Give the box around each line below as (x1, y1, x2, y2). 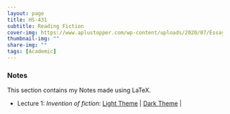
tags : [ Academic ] (7, 48, 57, 55)
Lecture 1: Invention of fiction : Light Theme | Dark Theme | (16, 100, 182, 108)
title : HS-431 (7, 16, 48, 23)
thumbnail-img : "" (7, 35, 60, 42)
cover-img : (7, 29, 38, 36)
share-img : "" (7, 42, 48, 48)
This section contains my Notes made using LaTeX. (7, 86, 151, 94)
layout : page (7, 10, 44, 17)
